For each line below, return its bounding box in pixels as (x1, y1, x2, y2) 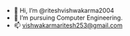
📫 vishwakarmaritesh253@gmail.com (13, 21, 123, 29)
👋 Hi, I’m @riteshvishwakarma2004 (13, 7, 115, 14)
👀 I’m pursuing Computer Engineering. (13, 14, 123, 22)
